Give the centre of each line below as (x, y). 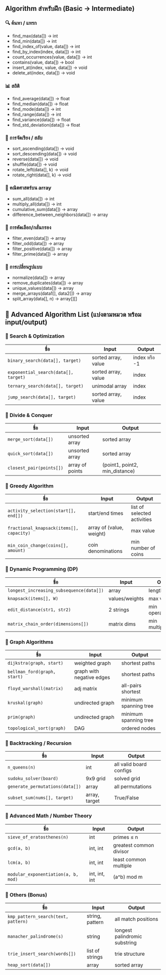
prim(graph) (22, 717)
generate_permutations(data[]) (44, 787)
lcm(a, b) (19, 862)
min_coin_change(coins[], (38, 546)
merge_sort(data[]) (30, 440)
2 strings (119, 610)
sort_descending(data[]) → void (44, 154)
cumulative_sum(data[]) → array (45, 209)
